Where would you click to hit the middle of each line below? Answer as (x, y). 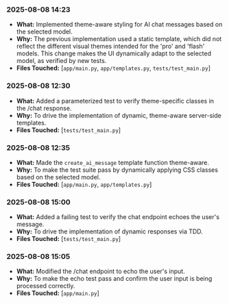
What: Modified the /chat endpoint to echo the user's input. (101, 271)
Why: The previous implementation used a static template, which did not (119, 39)
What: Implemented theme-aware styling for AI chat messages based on (119, 25)
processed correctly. (46, 286)
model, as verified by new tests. (61, 61)
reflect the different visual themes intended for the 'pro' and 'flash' (110, 47)
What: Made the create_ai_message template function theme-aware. (113, 162)
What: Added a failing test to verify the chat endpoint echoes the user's (118, 217)
